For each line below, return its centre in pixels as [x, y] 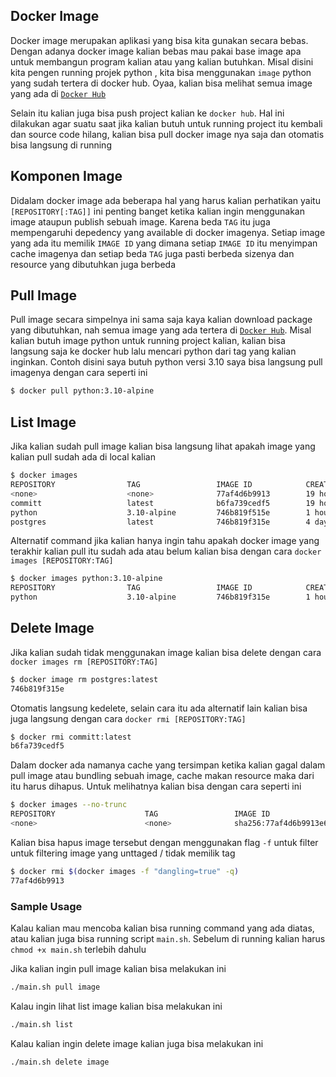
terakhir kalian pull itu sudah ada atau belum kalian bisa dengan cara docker [166, 551]
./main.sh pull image [55, 987]
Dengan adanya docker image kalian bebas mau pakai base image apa [156, 51]
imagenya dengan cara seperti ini [79, 373]
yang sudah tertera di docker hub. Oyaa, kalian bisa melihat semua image [161, 83]
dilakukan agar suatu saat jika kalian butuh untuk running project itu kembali [166, 123]
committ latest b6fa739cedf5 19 [162, 503]
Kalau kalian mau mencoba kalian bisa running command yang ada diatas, [162, 928]
